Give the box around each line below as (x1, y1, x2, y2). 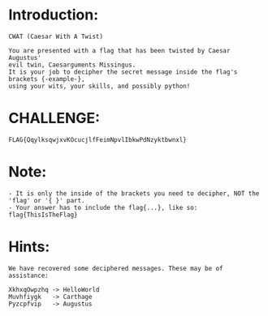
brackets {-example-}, (8, 75, 85, 83)
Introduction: (8, 6, 99, 24)
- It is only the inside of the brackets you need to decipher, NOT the (8, 189, 260, 198)
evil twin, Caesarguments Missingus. (8, 61, 136, 69)
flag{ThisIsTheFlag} (8, 211, 79, 219)
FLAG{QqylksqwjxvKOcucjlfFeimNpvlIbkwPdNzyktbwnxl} (8, 135, 187, 143)
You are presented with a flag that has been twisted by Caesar (8, 46, 231, 54)
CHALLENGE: (8, 109, 100, 127)
